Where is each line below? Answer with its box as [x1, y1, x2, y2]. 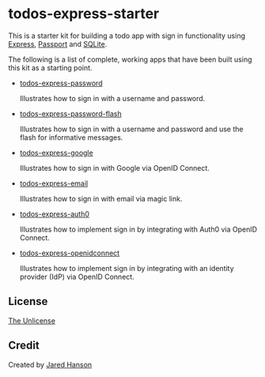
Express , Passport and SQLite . [8, 39, 108, 48]
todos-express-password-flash [19, 108, 123, 119]
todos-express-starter [8, 5, 160, 23]
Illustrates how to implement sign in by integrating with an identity [19, 263, 235, 273]
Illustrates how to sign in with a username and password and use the [19, 124, 244, 134]
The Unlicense [8, 315, 55, 325]
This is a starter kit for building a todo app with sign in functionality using [8, 31, 245, 40]
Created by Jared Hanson [8, 360, 93, 369]
